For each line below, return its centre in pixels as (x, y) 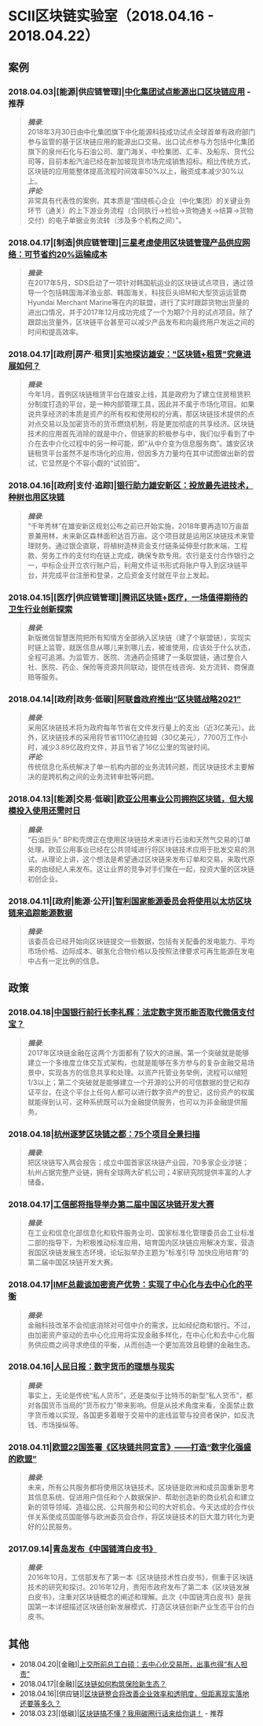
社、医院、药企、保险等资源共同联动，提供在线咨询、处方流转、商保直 (141, 667)
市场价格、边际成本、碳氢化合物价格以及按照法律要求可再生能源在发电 (141, 951)
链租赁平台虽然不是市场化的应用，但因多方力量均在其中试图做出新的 (137, 454)
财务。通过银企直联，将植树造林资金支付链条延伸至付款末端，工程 (141, 545)
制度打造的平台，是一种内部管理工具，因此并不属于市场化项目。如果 (144, 404)
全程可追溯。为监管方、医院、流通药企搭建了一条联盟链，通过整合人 (137, 657)
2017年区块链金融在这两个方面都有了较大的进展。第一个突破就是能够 (138, 1053)
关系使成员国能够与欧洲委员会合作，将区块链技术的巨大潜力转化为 (141, 1517)
